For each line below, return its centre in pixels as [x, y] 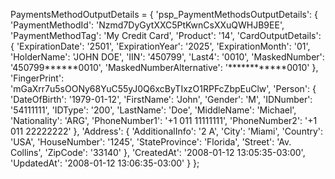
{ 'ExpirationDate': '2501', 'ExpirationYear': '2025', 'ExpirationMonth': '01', [160, 46]
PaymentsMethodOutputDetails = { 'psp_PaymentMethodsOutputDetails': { [164, 14]
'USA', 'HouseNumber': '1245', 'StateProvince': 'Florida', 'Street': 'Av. [151, 142]
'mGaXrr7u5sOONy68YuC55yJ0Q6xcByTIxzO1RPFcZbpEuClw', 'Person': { [163, 88]
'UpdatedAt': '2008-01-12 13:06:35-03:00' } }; [105, 163]
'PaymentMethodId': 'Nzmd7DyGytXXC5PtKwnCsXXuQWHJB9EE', [147, 25]
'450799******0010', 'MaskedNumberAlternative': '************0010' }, [164, 67]
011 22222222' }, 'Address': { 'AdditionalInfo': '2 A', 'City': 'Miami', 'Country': [167, 131]
